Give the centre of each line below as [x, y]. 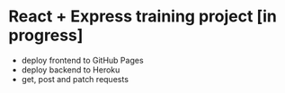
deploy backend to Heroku [71, 70]
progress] [46, 35]
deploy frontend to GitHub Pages [83, 60]
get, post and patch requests [75, 79]
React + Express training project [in [143, 17]
